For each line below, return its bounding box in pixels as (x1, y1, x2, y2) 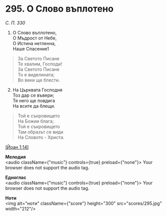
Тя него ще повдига (12, 97, 56, 104)
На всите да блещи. (12, 103, 56, 109)
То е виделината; (17, 71, 55, 77)
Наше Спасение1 (12, 46, 50, 52)
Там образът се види (17, 128, 63, 135)
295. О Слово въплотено (5, 3, 114, 15)
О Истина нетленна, (12, 40, 56, 46)
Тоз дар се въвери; (12, 92, 55, 98)
